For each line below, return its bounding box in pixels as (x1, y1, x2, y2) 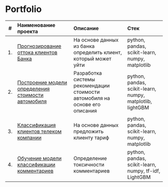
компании (17, 134, 41, 141)
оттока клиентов (17, 49, 57, 56)
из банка (73, 43, 95, 50)
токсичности (73, 161, 104, 168)
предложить (73, 128, 104, 135)
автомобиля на (73, 94, 110, 101)
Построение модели (17, 79, 67, 86)
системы (73, 76, 95, 83)
